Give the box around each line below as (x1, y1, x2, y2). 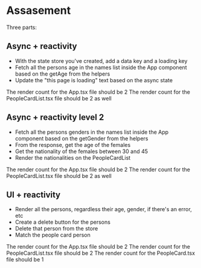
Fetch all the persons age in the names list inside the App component (14, 64, 187, 71)
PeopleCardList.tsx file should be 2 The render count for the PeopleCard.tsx (6, 249, 195, 257)
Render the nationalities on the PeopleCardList (14, 154, 131, 161)
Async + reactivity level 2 (6, 113, 104, 123)
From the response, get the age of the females (14, 141, 131, 148)
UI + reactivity (6, 189, 61, 200)
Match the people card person (14, 231, 91, 239)
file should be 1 (6, 256, 44, 263)
